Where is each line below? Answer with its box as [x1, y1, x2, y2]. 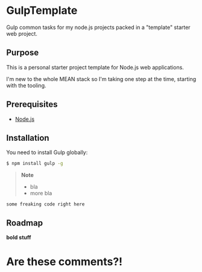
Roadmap [6, 218, 43, 228]
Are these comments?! [6, 255, 123, 269]
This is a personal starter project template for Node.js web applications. [6, 63, 184, 71]
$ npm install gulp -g [6, 161, 63, 167]
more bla [30, 190, 52, 197]
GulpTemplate [6, 4, 78, 18]
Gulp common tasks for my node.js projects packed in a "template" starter [6, 24, 191, 31]
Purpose [6, 48, 39, 58]
